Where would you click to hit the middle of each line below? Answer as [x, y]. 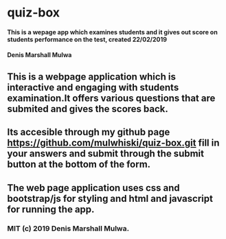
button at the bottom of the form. [79, 164]
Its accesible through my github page [89, 132]
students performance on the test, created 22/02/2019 [87, 39]
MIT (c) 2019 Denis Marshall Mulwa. [68, 229]
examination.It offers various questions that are [111, 98]
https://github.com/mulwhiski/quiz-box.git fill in [113, 143]
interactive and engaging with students [93, 87]
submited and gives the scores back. [88, 109]
